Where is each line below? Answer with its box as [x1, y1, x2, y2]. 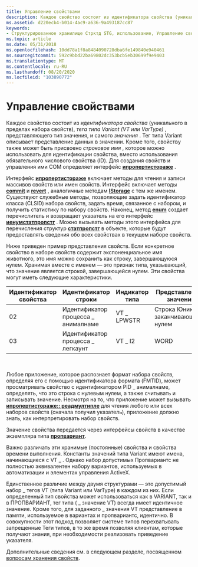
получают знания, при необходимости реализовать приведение [6, 530, 169, 537]
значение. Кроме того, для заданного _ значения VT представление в [6, 506, 183, 513]
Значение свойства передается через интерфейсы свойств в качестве [6, 426, 186, 434]
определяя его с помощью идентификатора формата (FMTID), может [6, 377, 181, 384]
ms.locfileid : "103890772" [6, 74, 72, 80]
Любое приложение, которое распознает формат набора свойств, [6, 371, 174, 378]
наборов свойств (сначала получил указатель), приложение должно [6, 408, 180, 416]
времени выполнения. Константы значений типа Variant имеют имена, [6, 450, 184, 457]
